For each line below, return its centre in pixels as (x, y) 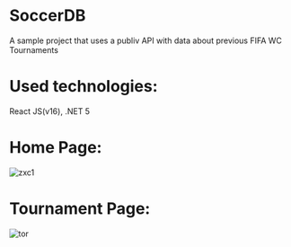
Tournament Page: (80, 208)
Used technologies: (84, 87)
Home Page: (56, 148)
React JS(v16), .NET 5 (50, 111)
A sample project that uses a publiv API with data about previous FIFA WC (146, 40)
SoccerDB (48, 16)
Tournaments (34, 49)
